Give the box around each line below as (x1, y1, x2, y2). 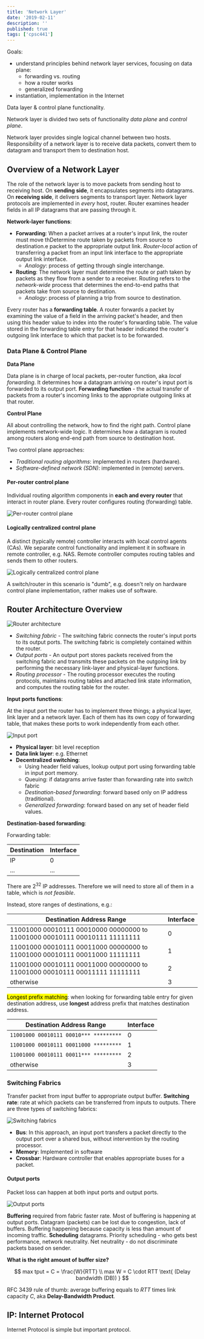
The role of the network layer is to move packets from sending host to (7, 180, 181, 187)
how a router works (24, 79, 73, 87)
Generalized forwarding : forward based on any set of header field (24, 801, 189, 809)
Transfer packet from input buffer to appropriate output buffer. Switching (7, 1093, 189, 1100)
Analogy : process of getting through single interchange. (24, 261, 165, 269)
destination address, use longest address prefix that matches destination (7, 1000, 190, 1007)
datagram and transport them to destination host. (7, 147, 130, 154)
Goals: (7, 48, 23, 55)
